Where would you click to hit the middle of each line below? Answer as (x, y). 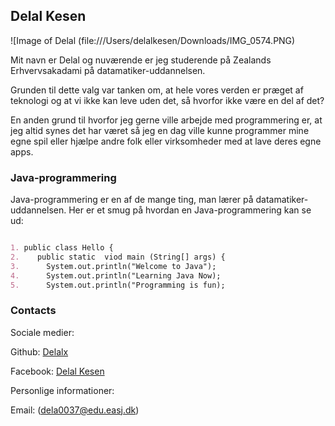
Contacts (33, 311)
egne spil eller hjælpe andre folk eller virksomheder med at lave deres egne (166, 141)
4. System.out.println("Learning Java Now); (116, 275)
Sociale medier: (42, 332)
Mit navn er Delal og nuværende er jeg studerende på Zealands (141, 60)
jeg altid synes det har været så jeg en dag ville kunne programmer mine (160, 130)
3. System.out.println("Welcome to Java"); (113, 266)
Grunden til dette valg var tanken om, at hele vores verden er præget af (157, 90)
